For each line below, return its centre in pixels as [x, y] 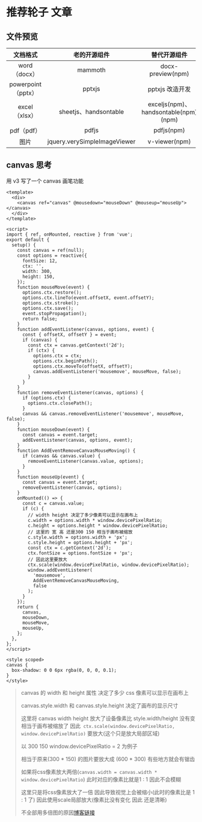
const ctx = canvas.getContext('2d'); [76, 345]
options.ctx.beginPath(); [65, 361]
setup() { [24, 245]
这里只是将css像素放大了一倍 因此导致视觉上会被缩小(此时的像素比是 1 [108, 792]
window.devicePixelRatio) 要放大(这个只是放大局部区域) [90, 733]
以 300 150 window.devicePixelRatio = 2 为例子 [79, 746]
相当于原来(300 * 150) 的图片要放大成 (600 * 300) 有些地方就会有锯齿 [108, 759]
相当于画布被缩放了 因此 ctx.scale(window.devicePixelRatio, [98, 726]
